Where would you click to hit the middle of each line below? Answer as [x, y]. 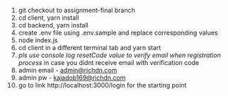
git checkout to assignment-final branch [76, 10]
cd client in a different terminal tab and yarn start [90, 48]
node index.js [38, 40]
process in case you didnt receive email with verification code [109, 62]
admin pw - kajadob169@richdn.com [72, 78]
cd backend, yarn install [53, 25]
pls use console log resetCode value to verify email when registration [120, 55]
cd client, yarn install [49, 18]
